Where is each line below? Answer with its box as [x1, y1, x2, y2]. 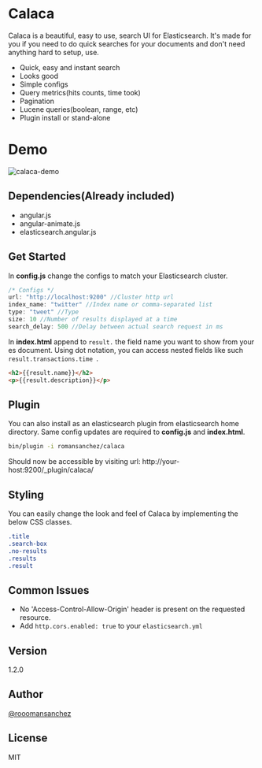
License [8, 732, 48, 745]
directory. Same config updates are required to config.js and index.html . [8, 427, 245, 437]
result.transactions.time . [8, 354, 99, 363]
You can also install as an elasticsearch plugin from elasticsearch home [8, 419, 240, 429]
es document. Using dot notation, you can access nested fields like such [8, 345, 244, 354]
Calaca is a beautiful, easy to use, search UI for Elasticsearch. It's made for [8, 31, 252, 40]
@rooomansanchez [8, 708, 72, 718]
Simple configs [19, 80, 68, 89]
